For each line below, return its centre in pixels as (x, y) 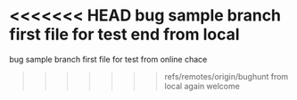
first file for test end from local (124, 34)
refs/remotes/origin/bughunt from (227, 76)
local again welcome (202, 86)
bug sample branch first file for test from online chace (108, 59)
